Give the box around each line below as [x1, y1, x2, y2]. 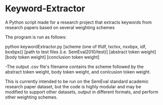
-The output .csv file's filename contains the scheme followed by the [5, 64, 144, 70]
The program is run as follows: [5, 34, 67, 40]
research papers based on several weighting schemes [5, 24, 115, 30]
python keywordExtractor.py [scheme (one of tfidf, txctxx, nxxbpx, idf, [5, 43, 146, 49]
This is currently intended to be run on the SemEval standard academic [5, 78, 149, 84]
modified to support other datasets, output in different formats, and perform [5, 89, 159, 95]
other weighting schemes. [5, 94, 58, 100]
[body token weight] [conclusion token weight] [5, 54, 100, 60]
